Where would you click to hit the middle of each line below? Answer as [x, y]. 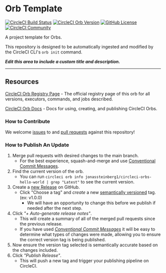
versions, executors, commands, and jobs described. [59, 99]
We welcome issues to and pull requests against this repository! [70, 132]
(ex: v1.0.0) [31, 198]
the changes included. [35, 250]
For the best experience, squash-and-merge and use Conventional [87, 161]
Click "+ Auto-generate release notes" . [52, 214]
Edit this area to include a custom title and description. [62, 61]
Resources [22, 82]
